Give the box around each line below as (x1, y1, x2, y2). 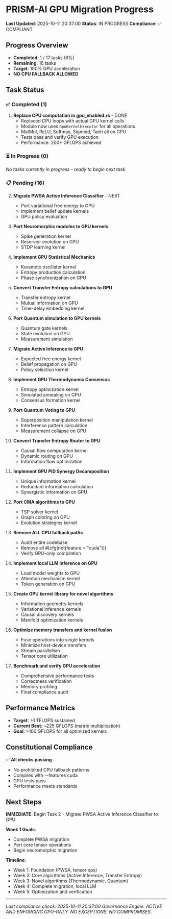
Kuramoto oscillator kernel (20, 264, 77, 270)
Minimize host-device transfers (20, 642, 87, 649)
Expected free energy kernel (20, 356, 81, 362)
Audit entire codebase (20, 539, 68, 545)
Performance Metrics (6, 704, 76, 712)
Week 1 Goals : (6, 827, 36, 833)
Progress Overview (6, 41, 68, 49)
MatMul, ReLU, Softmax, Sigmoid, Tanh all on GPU (20, 129, 127, 135)
